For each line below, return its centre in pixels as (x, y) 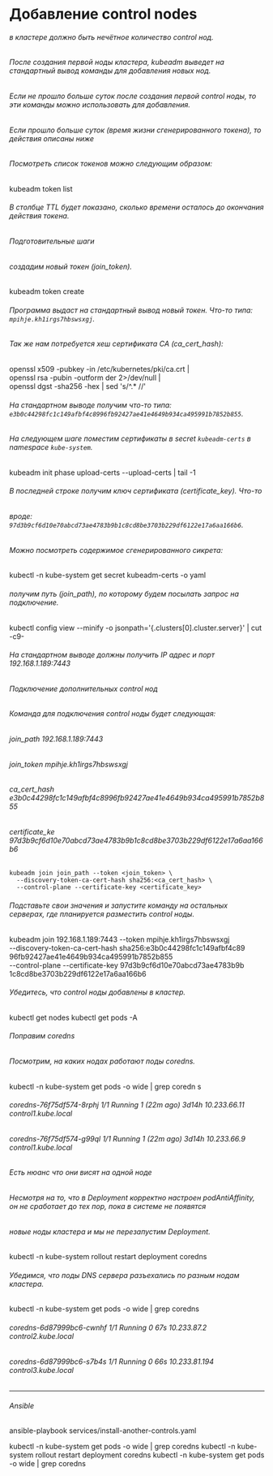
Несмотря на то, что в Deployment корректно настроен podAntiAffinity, (132, 1198)
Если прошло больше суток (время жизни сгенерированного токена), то (135, 130)
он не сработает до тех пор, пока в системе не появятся (108, 1206)
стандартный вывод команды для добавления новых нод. (110, 71)
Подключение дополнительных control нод (84, 688)
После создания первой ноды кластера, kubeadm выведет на (117, 63)
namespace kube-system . (51, 447)
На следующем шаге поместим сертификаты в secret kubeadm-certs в (130, 438)
